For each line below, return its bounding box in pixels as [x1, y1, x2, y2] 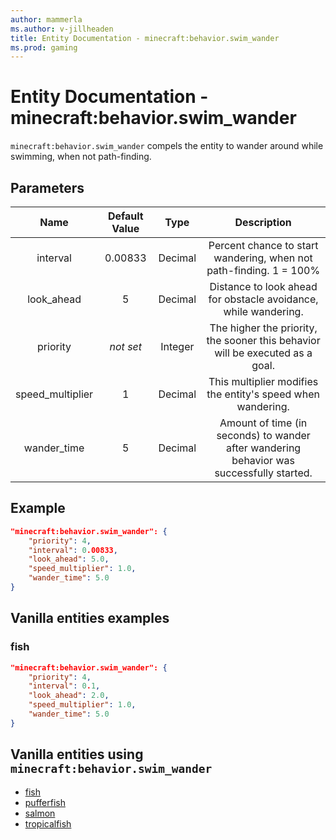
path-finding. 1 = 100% [206, 264, 321, 277]
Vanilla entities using [10, 746, 144, 763]
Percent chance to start [208, 239, 319, 252]
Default [107, 209, 144, 223]
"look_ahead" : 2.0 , [28, 691, 110, 701]
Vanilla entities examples [10, 610, 170, 627]
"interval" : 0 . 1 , [28, 681, 101, 691]
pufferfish [24, 796, 66, 808]
